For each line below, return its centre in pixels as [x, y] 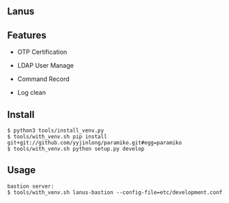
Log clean [32, 93]
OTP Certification [42, 52]
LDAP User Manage [46, 66]
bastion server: [31, 186]
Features [27, 35]
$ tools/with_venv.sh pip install [57, 137]
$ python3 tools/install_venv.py [56, 131]
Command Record [43, 79]
